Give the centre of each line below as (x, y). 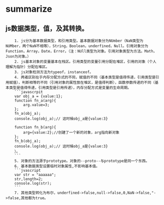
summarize (29, 9)
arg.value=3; (36, 105)
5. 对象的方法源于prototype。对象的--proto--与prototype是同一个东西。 (82, 161)
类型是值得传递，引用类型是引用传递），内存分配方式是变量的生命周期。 (70, 88)
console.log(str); (33, 183)
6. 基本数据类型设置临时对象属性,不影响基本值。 (57, 166)
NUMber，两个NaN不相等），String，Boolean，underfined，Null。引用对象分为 (77, 46)
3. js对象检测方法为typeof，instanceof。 (54, 72)
